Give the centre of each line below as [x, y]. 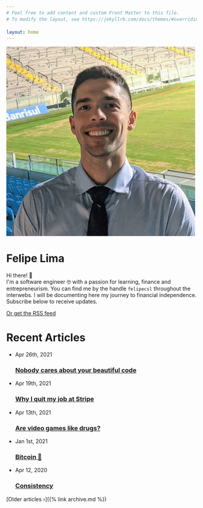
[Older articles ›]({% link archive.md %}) [56, 499]
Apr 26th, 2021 [34, 355]
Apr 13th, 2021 [33, 412]
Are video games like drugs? [58, 428]
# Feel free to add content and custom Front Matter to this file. [93, 13]
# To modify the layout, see [43, 19]
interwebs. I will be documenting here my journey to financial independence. [101, 295]
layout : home [23, 32]
